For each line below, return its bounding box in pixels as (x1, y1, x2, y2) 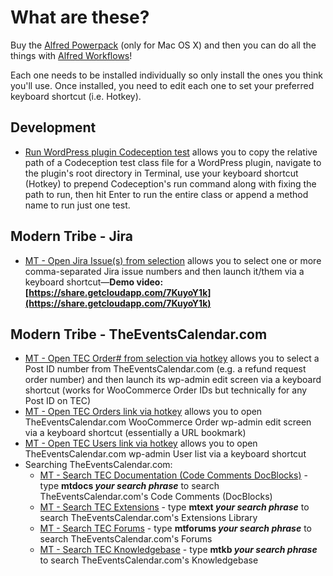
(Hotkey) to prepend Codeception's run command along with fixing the (24, 177, 317, 190)
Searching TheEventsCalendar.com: (24, 459, 173, 471)
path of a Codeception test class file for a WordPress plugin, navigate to (24, 156, 322, 168)
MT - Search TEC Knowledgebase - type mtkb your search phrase (39, 544, 318, 556)
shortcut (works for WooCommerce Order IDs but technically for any (24, 384, 308, 396)
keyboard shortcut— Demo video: (24, 276, 164, 288)
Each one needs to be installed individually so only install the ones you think (10, 69, 323, 81)
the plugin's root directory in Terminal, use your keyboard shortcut (24, 167, 299, 179)
